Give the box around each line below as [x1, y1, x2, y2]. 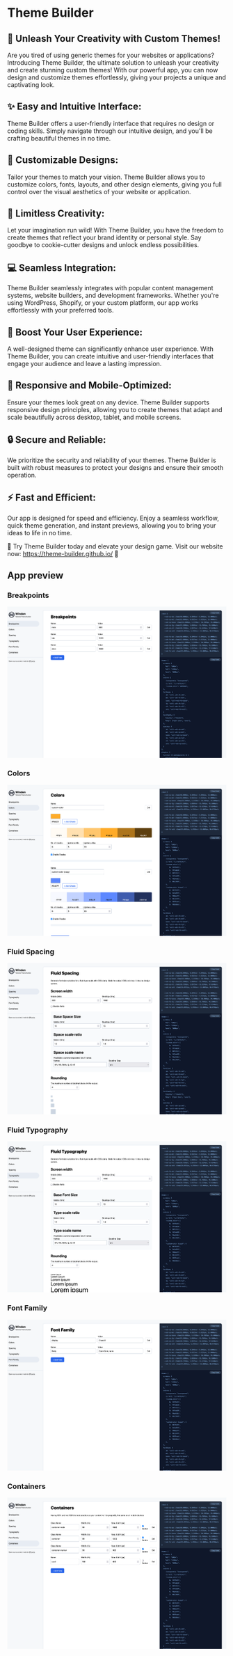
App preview [7, 569, 64, 581]
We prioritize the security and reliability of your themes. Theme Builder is [7, 456, 217, 464]
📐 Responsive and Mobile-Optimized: [7, 379, 172, 391]
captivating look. [7, 81, 55, 88]
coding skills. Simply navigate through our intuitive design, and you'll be [7, 127, 214, 135]
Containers [7, 1481, 47, 1491]
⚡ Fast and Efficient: [7, 492, 96, 504]
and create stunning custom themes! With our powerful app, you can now [7, 66, 218, 74]
